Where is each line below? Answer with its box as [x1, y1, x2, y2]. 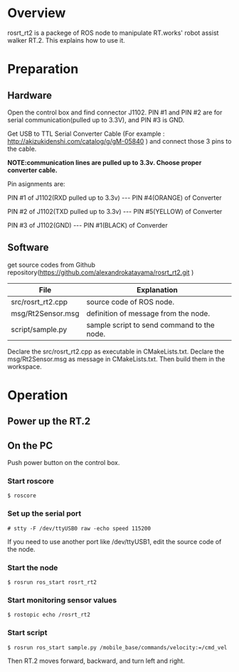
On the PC [7, 439, 53, 452]
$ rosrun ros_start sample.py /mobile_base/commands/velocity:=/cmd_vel [7, 644, 228, 651]
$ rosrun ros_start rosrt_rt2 [7, 579, 97, 586]
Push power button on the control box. [7, 459, 120, 467]
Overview [7, 5, 66, 21]
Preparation [7, 61, 79, 78]
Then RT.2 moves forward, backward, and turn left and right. [7, 656, 185, 665]
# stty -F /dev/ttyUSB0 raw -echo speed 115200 [7, 525, 152, 532]
